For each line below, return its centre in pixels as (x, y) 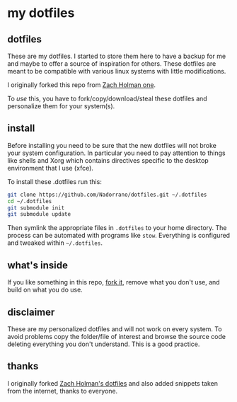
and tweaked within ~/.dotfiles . (55, 243)
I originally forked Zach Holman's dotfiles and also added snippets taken (112, 383)
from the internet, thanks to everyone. (63, 391)
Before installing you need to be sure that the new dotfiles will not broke (112, 145)
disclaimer (31, 312)
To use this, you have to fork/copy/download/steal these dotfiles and (107, 98)
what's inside (38, 265)
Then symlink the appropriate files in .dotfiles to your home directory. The (117, 228)
